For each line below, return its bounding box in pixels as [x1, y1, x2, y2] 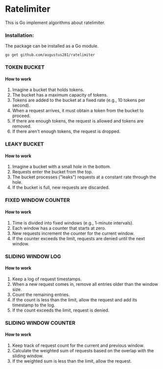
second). [12, 102, 30, 108]
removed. [12, 123, 32, 129]
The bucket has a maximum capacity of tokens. [12, 92, 108, 98]
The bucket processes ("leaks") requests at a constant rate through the [12, 174, 157, 180]
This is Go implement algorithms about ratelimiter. [5, 20, 105, 25]
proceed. [12, 113, 31, 119]
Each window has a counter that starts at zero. [12, 225, 106, 231]
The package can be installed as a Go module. [5, 43, 99, 49]
